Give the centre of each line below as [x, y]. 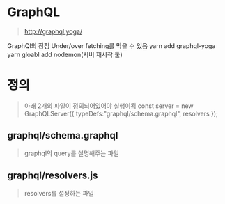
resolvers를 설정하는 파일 [59, 193]
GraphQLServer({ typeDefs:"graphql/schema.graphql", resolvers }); [121, 113]
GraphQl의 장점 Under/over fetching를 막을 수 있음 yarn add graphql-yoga [111, 45]
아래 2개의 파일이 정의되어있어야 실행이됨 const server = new [109, 106]
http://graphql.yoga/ [53, 31]
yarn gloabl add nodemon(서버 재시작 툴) [65, 54]
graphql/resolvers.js [53, 176]
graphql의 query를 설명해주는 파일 [72, 153]
